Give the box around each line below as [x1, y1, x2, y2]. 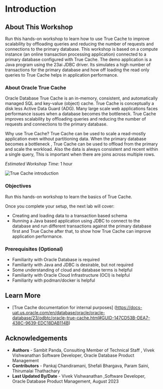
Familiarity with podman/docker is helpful [12, 277, 95, 283]
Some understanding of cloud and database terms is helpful [12, 267, 133, 273]
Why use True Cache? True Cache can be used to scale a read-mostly [5, 131, 146, 137]
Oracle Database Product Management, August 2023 [12, 378, 119, 384]
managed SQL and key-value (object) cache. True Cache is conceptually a [5, 101, 154, 106]
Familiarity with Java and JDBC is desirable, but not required [12, 262, 134, 267]
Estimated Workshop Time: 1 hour [5, 161, 73, 167]
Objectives [5, 183, 32, 189]
